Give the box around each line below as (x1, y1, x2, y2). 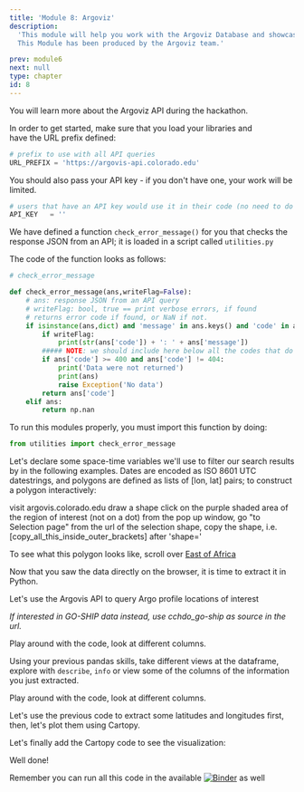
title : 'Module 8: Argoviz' (9, 13, 116, 23)
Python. (9, 576, 39, 587)
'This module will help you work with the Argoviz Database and (17, 30, 265, 39)
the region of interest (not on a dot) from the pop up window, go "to (9, 512, 261, 523)
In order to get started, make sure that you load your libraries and (9, 122, 253, 133)
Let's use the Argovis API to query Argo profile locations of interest (9, 594, 260, 604)
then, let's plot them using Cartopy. (9, 720, 140, 730)
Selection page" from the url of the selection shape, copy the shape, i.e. (9, 522, 278, 533)
